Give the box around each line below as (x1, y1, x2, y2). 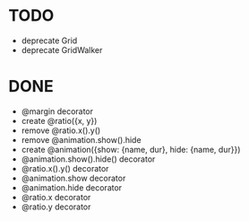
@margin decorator (21, 105, 94, 117)
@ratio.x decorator (21, 191, 91, 202)
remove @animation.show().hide (21, 134, 142, 145)
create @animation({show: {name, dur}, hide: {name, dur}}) (21, 144, 241, 155)
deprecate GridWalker (21, 44, 103, 55)
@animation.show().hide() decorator (21, 154, 156, 164)
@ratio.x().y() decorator (21, 163, 109, 173)
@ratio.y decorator (21, 201, 91, 212)
